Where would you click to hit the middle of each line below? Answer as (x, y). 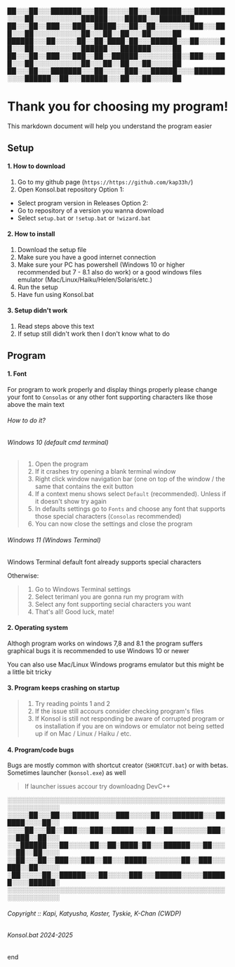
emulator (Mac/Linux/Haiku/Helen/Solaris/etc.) (85, 279)
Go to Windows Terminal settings (83, 589)
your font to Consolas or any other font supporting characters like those (110, 397)
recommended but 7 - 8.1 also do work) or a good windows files (109, 272)
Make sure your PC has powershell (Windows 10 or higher (101, 265)
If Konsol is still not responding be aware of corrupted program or (129, 719)
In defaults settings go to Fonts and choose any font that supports (130, 509)
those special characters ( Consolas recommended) (108, 517)
